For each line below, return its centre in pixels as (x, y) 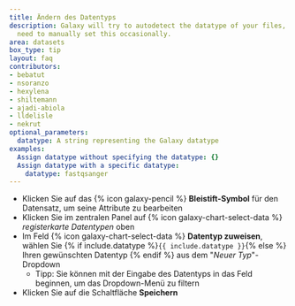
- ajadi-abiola (37, 108)
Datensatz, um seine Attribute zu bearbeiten (102, 208)
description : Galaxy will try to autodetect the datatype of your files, (148, 26)
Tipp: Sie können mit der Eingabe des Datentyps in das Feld (144, 274)
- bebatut (27, 75)
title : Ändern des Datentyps (63, 17)
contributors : (35, 67)
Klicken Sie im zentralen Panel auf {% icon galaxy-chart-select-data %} (152, 218)
